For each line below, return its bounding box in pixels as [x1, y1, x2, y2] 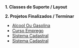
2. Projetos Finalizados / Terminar [5, 13, 74, 19]
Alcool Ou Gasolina [12, 23, 50, 28]
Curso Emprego [12, 28, 44, 33]
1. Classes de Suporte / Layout [5, 4, 67, 10]
